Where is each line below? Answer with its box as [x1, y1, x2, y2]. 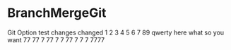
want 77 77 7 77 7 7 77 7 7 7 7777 [7, 35, 105, 44]
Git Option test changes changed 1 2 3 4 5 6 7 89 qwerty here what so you [7, 28, 225, 37]
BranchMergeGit [7, 5, 107, 21]
